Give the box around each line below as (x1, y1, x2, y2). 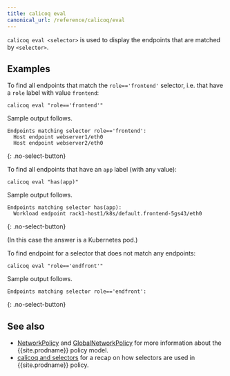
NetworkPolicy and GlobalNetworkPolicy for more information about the (17, 339, 222, 347)
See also (7, 320, 45, 332)
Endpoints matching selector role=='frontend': (7, 127, 147, 135)
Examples (7, 63, 50, 75)
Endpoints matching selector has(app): (7, 204, 122, 211)
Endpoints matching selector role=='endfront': (7, 288, 147, 295)
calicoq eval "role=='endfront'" (7, 262, 104, 270)
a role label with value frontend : (7, 89, 99, 97)
